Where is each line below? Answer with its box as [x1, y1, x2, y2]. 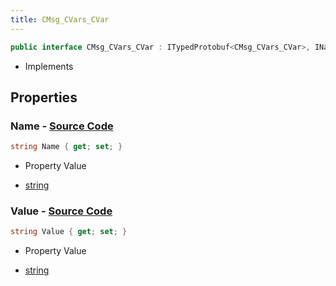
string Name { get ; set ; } [10, 142, 123, 152]
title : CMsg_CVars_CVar [10, 14, 110, 25]
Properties [10, 89, 78, 106]
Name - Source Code [10, 119, 114, 133]
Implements [24, 60, 74, 72]
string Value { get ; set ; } [10, 227, 128, 237]
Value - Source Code [10, 204, 113, 218]
